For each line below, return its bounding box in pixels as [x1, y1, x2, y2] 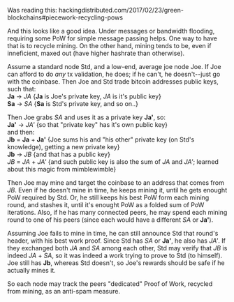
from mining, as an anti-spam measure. [7, 287, 121, 295]
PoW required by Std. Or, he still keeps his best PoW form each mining [7, 193, 210, 202]
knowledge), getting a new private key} [7, 143, 120, 151]
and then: [7, 128, 35, 136]
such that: [7, 85, 36, 93]
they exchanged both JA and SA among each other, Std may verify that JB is [7, 244, 228, 252]
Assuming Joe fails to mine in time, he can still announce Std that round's [7, 229, 219, 237]
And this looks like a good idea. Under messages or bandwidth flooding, [7, 27, 215, 35]
